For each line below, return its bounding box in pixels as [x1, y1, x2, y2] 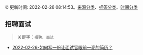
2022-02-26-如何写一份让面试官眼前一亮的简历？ [12, 44, 113, 50]
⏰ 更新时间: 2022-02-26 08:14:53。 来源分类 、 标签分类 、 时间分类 [5, 4, 138, 10]
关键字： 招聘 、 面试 [17, 34, 54, 40]
